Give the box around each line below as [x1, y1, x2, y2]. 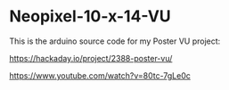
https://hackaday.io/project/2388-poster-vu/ [9, 53, 173, 63]
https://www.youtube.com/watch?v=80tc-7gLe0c [9, 70, 192, 81]
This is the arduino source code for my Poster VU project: [9, 36, 221, 46]
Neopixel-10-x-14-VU [9, 6, 171, 27]
